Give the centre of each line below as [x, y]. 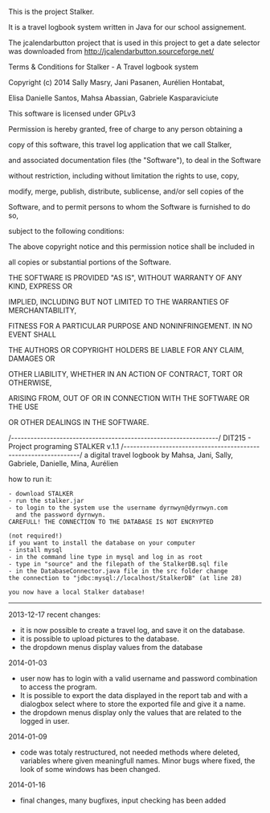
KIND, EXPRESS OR [41, 286]
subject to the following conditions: [66, 231]
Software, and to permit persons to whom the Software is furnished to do [129, 207]
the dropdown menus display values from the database [111, 647]
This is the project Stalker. [51, 12]
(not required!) [35, 536]
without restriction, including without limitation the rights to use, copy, [124, 176]
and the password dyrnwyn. [61, 515]
